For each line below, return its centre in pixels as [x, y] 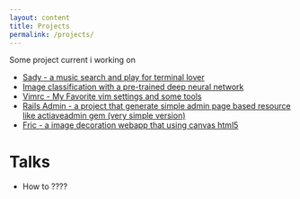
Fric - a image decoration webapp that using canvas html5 [130, 125]
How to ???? [45, 186]
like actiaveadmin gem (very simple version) [104, 116]
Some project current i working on [73, 60]
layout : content [40, 18]
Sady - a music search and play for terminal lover [113, 77]
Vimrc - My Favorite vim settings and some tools [112, 96]
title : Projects [40, 26]
